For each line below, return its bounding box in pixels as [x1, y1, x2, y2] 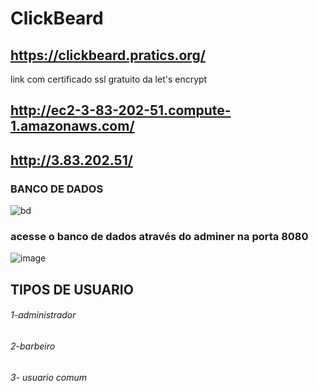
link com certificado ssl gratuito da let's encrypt [10, 73, 208, 85]
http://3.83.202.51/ [10, 152, 133, 169]
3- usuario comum [10, 371, 87, 383]
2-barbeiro [10, 340, 56, 352]
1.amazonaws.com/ [10, 118, 135, 135]
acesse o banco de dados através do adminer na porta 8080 [10, 230, 309, 243]
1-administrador [10, 309, 77, 321]
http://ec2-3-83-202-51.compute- [10, 102, 232, 119]
